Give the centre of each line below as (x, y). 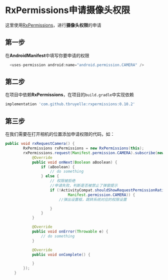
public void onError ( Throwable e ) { (70, 231)
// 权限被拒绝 (63, 181)
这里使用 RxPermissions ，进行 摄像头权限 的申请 (53, 25)
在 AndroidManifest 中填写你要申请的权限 (47, 55)
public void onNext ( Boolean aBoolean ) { (74, 162)
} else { (50, 176)
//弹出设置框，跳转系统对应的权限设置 (93, 199)
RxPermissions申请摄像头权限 (68, 10)
